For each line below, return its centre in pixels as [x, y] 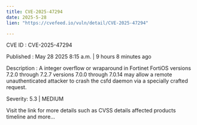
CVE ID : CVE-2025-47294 [40, 45]
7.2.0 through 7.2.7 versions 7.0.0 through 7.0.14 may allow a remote [89, 75]
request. [16, 87]
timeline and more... [31, 117]
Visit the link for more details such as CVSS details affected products [91, 111]
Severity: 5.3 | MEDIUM [35, 99]
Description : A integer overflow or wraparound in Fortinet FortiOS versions [99, 68]
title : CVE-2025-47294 [34, 12]
